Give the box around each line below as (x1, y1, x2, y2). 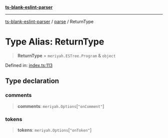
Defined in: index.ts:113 (5, 62, 53, 68)
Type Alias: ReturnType (5, 36, 104, 47)
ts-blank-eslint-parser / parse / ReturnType (5, 18, 94, 24)
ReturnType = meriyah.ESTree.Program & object (17, 52, 116, 58)
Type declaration (5, 77, 59, 85)
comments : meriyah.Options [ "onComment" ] (17, 103, 104, 109)
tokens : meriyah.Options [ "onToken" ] (17, 127, 92, 133)
